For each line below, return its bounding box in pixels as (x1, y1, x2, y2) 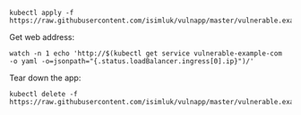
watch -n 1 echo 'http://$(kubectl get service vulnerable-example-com (9, 49, 282, 58)
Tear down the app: (9, 72, 82, 83)
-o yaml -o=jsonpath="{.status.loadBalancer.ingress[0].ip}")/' (9, 57, 254, 66)
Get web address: (9, 32, 75, 42)
